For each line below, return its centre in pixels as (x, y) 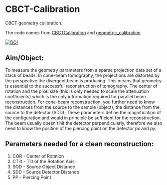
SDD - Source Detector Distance (46, 172)
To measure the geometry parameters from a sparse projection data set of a (83, 70)
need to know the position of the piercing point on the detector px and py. (81, 128)
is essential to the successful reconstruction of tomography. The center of (82, 86)
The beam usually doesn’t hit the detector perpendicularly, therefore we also (84, 123)
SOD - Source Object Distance (44, 167)
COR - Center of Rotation (38, 156)
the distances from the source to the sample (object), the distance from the (83, 107)
